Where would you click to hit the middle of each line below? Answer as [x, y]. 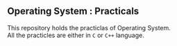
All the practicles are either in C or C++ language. [76, 35]
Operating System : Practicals [73, 11]
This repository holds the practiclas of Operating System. [89, 27]
